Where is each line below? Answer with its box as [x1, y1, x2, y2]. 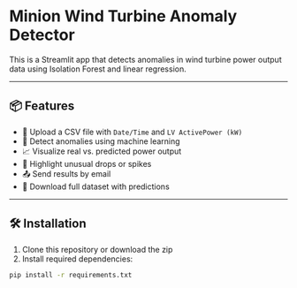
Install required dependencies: [21, 254, 133, 264]
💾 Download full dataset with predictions [21, 181, 170, 192]
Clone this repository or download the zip [21, 244, 173, 254]
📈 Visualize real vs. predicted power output [21, 146, 182, 156]
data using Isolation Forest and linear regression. [9, 64, 187, 74]
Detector [9, 25, 75, 45]
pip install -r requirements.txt [9, 270, 133, 279]
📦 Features [9, 99, 75, 114]
